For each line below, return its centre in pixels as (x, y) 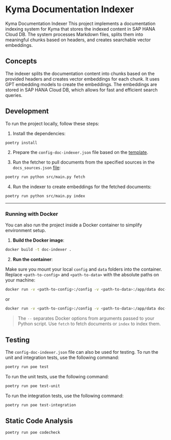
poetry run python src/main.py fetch (45, 177)
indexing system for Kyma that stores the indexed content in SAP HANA (80, 29)
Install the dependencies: (39, 133)
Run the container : (33, 260)
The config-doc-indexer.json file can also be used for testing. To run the (82, 352)
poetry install (21, 143)
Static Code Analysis (39, 421)
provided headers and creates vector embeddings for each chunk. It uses (82, 79)
